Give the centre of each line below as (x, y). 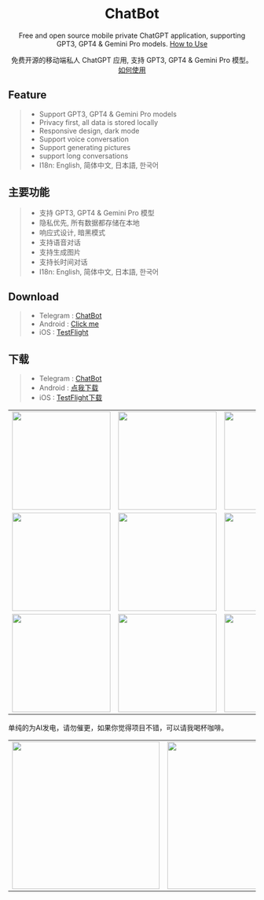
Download (33, 297)
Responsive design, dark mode (89, 130)
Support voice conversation (84, 139)
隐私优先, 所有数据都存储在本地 (89, 222)
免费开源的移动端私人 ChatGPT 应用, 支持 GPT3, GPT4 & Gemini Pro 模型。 (132, 60)
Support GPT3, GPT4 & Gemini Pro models (108, 114)
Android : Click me (69, 324)
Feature (27, 95)
